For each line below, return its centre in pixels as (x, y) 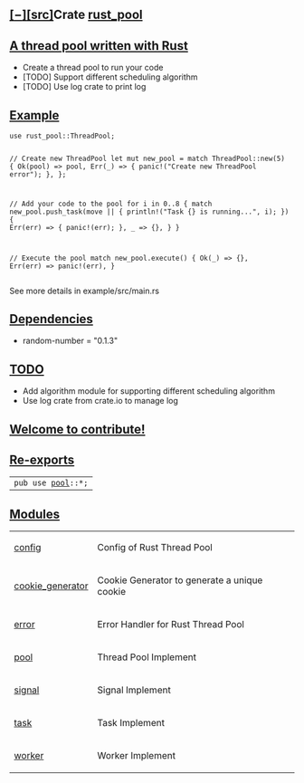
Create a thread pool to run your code (93, 68)
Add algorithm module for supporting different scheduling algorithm (149, 391)
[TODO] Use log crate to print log (84, 87)
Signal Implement (134, 690)
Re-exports (42, 459)
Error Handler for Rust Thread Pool (171, 625)
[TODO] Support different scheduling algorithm (110, 77)
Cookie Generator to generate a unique (180, 580)
